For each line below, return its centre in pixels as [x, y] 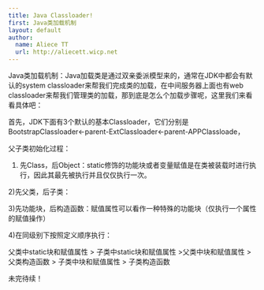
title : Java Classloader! [50, 15]
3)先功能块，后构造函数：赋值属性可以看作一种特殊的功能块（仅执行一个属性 [132, 208]
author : [21, 37]
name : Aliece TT [42, 45]
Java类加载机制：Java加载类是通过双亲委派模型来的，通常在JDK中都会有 [127, 75]
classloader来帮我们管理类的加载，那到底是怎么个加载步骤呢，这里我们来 [127, 95]
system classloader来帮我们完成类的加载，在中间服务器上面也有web [133, 85]
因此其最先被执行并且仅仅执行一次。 [92, 175]
